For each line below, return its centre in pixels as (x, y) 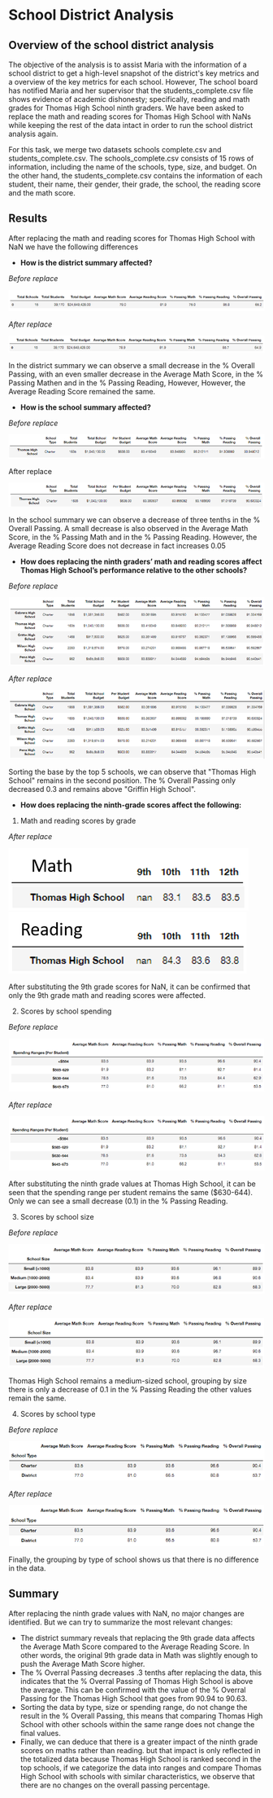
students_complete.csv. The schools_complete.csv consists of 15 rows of (131, 158)
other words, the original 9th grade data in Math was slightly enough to (139, 1655)
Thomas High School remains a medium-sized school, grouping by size (128, 1380)
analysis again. (33, 134)
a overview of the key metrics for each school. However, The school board (133, 82)
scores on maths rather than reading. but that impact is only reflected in (141, 1750)
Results (28, 219)
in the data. (27, 1568)
